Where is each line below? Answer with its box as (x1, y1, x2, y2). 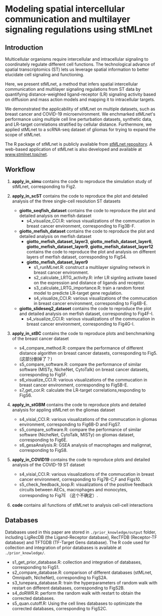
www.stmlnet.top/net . (5, 151, 48, 157)
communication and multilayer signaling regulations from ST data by (5, 86, 141, 92)
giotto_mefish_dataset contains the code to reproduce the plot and (19, 228, 155, 234)
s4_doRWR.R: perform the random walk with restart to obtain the (12, 590, 141, 596)
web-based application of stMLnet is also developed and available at (5, 147, 142, 152)
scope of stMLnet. (5, 132, 42, 137)
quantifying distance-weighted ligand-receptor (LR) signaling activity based (5, 91, 156, 97)
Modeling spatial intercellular (5, 3, 125, 15)
